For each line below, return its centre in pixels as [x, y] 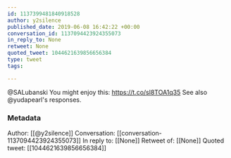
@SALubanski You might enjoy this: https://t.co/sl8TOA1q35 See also [107, 92]
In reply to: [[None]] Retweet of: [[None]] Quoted [153, 140]
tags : [15, 66]
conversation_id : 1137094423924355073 [64, 33]
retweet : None [28, 46]
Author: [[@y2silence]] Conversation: [61, 133]
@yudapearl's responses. [45, 100]
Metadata [24, 118]
